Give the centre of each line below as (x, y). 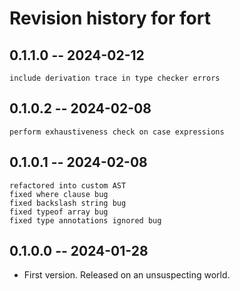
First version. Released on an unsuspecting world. (127, 275)
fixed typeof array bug (59, 212)
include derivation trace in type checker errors (115, 78)
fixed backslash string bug (68, 203)
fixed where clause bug (59, 194)
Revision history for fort (110, 18)
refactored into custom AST (68, 185)
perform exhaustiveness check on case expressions (117, 132)
